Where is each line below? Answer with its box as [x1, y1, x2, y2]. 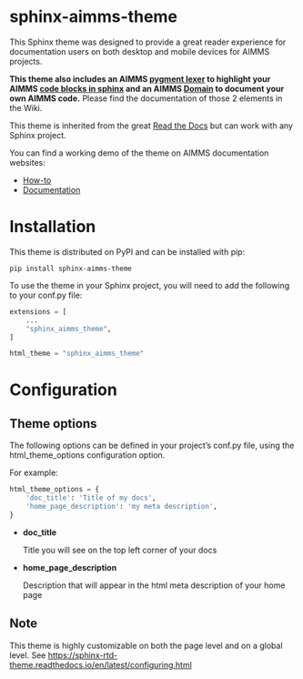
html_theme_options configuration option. [9, 450, 166, 461]
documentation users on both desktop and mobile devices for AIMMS [9, 46, 270, 56]
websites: [9, 157, 45, 167]
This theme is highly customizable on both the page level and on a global [9, 640, 284, 651]
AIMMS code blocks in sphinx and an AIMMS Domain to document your [9, 83, 285, 94]
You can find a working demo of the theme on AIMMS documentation [9, 147, 269, 158]
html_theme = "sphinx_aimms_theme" [9, 349, 145, 359]
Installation [9, 217, 96, 238]
